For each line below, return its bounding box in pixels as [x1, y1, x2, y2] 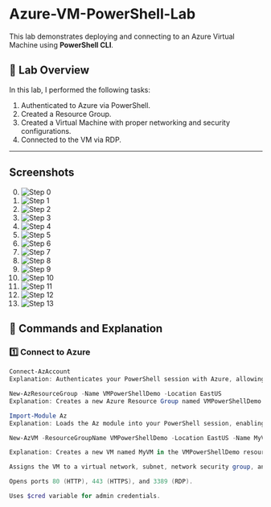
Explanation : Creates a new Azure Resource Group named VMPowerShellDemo [9, 397, 262, 405]
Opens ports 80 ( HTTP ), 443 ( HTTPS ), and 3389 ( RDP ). [9, 477, 194, 486]
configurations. [20, 126, 72, 135]
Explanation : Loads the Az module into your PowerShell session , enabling [9, 419, 265, 427]
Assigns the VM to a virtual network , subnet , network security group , [9, 463, 254, 472]
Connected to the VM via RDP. [20, 135, 121, 144]
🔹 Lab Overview [9, 64, 90, 77]
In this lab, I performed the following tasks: [9, 85, 151, 94]
